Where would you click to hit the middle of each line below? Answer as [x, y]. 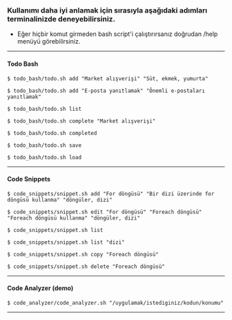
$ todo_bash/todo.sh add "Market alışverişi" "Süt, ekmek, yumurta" [108, 78]
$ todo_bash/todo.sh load [44, 157]
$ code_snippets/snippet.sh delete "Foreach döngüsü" [86, 266]
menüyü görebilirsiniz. [49, 42]
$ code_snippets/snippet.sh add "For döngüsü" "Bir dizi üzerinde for [111, 194]
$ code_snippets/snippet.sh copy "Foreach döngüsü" [83, 254]
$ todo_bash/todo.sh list [44, 109]
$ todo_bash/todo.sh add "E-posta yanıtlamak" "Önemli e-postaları [106, 91]
